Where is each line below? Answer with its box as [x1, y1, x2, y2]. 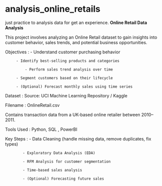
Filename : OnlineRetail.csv [5, 102, 60, 108]
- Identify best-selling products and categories [16, 58, 120, 63]
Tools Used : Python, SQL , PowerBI [5, 126, 78, 132]
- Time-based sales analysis [23, 167, 82, 172]
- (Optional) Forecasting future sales [23, 176, 105, 181]
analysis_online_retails [5, 3, 101, 15]
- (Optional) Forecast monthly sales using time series [16, 84, 133, 89]
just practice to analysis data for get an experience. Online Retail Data [5, 20, 147, 25]
